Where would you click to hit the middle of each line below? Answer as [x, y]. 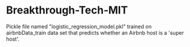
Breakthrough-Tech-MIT [67, 10]
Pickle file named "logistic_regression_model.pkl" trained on [79, 26]
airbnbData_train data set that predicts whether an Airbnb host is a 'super [95, 32]
